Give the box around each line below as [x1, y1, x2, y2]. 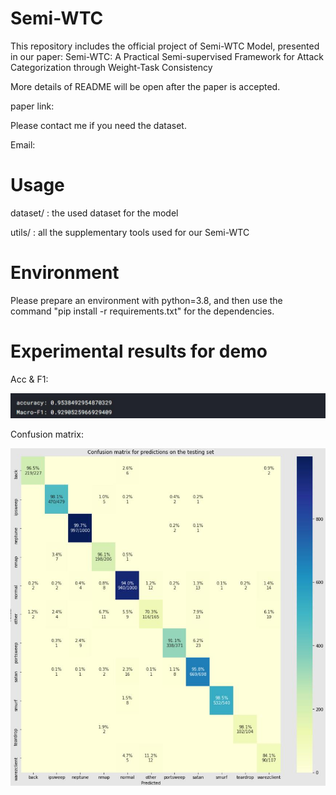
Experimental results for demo [10, 340, 268, 362]
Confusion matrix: [10, 428, 84, 441]
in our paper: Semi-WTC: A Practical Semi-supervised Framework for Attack [10, 50, 324, 62]
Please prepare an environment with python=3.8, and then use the [10, 294, 283, 306]
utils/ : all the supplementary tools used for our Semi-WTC [10, 226, 250, 238]
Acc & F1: [10, 373, 49, 385]
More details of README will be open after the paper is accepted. [10, 80, 281, 92]
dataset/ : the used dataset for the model [10, 207, 179, 219]
